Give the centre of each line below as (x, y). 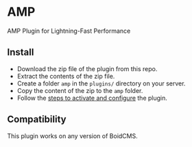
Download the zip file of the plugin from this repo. (87, 68)
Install (21, 52)
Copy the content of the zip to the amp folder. (80, 90)
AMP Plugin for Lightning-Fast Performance (69, 31)
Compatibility (37, 119)
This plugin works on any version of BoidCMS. (73, 136)
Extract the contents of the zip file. (66, 76)
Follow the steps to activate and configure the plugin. (92, 98)
